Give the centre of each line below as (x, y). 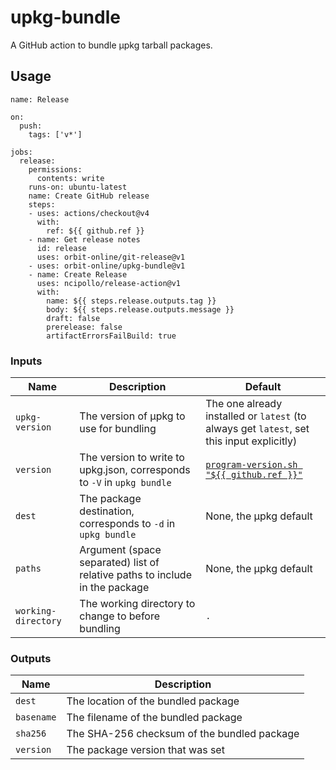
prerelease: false (84, 327)
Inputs (26, 361)
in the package (114, 588)
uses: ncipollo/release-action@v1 (109, 283)
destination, (107, 511)
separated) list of (119, 563)
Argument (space (120, 550)
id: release (61, 248)
